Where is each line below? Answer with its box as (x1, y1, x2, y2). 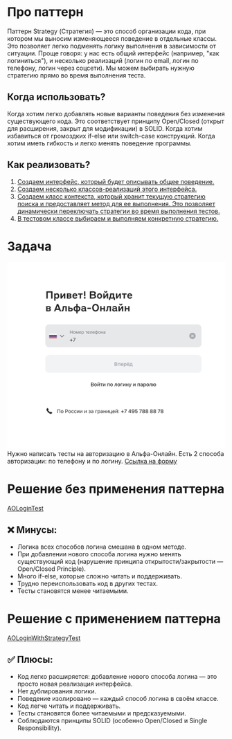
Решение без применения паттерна (7, 482, 225, 497)
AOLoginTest (7, 504, 44, 513)
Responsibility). (17, 724, 62, 732)
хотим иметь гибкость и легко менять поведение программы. (7, 139, 192, 147)
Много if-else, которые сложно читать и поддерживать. (17, 572, 182, 580)
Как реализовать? (7, 159, 91, 171)
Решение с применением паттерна (7, 611, 222, 627)
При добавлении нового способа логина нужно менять (17, 549, 181, 558)
